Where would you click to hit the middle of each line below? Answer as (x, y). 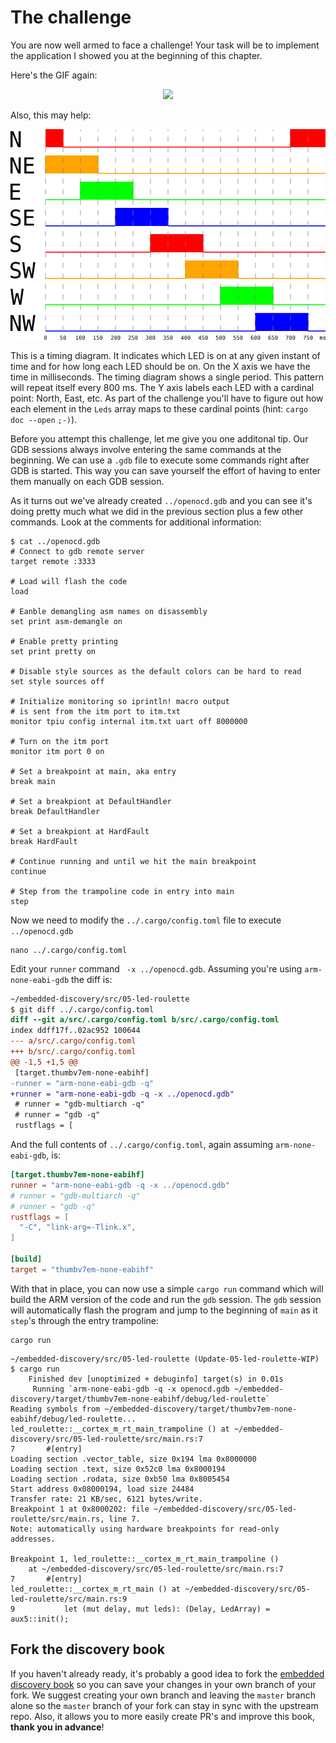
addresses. (33, 1539)
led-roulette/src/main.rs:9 (69, 1599)
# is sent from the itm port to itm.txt (96, 711)
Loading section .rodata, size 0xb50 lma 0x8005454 (120, 1479)
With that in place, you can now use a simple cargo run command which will (167, 1288)
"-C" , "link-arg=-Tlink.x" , (78, 1227)
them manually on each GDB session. (87, 481)
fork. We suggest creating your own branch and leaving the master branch (163, 1695)
